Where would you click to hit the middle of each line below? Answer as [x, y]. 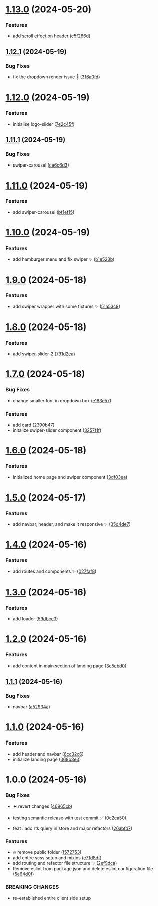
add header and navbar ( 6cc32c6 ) [48, 754]
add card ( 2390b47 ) [33, 425]
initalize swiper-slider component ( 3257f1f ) [57, 430]
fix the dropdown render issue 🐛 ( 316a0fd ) [56, 77]
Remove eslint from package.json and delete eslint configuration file [83, 869]
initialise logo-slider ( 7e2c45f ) [43, 124]
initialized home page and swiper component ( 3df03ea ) [70, 477]
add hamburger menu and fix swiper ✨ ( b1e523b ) [63, 259]
